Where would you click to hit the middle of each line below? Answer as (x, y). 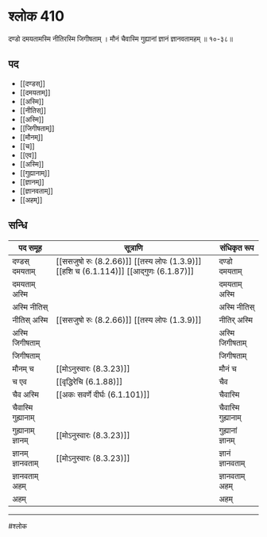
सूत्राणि (133, 247)
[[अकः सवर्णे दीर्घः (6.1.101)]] (103, 395)
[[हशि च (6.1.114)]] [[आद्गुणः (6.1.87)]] (125, 271)
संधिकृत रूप (237, 247)
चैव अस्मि (26, 395)
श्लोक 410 (37, 16)
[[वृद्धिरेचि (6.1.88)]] (89, 381)
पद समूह (30, 247)
